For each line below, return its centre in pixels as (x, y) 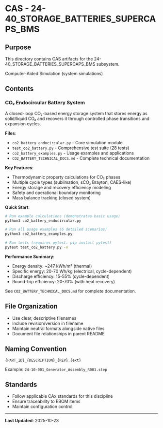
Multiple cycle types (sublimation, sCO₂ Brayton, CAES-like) (72, 182)
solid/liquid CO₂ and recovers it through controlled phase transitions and (77, 118)
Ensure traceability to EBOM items (46, 401)
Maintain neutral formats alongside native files (58, 328)
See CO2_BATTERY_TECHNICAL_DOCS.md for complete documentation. (71, 291)
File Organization (32, 306)
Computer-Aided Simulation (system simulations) (54, 73)
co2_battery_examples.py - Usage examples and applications (73, 153)
